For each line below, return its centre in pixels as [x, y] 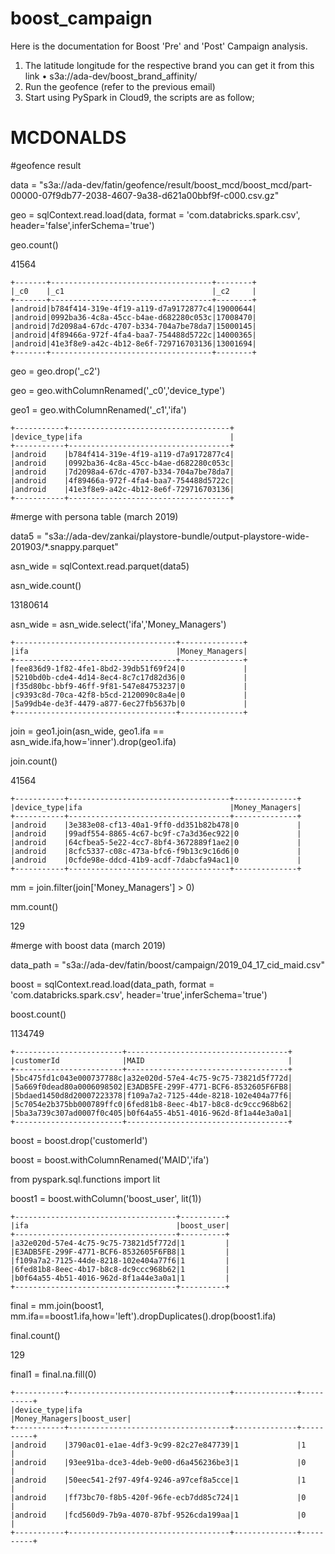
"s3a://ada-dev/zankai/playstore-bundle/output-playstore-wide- [177, 536]
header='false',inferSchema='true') [82, 225]
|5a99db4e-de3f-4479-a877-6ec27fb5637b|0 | [129, 703]
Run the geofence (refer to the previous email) [120, 86]
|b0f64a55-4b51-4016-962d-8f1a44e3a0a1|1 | [120, 1278]
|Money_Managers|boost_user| [71, 1418]
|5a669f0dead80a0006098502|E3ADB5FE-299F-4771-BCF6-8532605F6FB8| [151, 1087]
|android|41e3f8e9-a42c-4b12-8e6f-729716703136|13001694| [133, 343]
